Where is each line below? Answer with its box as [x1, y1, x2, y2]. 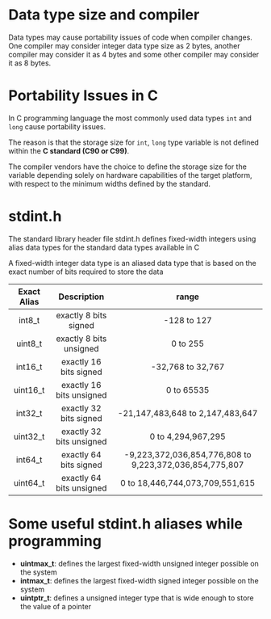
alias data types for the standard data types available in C [8, 242, 200, 252]
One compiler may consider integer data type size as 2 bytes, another [8, 40, 240, 50]
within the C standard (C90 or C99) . [8, 145, 130, 155]
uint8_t [15, 338, 43, 349]
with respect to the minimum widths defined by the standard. [8, 179, 211, 188]
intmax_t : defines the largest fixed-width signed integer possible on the [19, 575, 260, 585]
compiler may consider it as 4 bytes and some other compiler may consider [8, 49, 260, 59]
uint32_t [13, 431, 45, 442]
